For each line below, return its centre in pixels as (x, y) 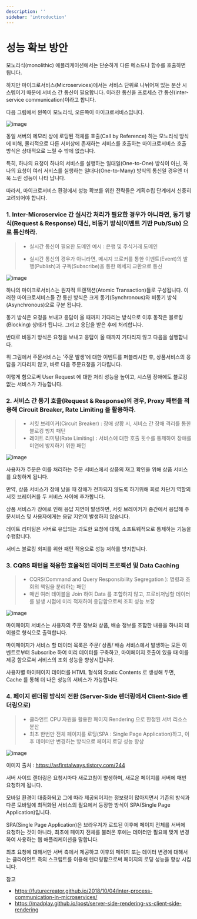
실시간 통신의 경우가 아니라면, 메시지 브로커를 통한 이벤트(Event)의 (106, 259)
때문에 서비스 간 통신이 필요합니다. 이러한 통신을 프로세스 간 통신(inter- (108, 92)
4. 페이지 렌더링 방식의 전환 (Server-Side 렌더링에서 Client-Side (94, 696)
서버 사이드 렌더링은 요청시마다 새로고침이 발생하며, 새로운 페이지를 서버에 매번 (96, 777)
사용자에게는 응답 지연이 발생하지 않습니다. (81, 517)
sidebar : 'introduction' (36, 17)
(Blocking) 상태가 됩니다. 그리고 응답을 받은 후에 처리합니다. (75, 325)
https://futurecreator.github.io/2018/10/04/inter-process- (84, 891)
